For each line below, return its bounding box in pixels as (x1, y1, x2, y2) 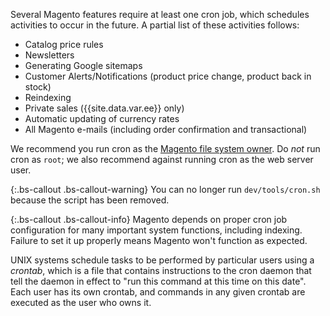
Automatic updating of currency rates (24, 113, 180, 124)
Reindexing (24, 92, 72, 103)
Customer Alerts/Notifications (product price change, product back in (24, 70, 312, 82)
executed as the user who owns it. (10, 297, 152, 308)
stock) (24, 81, 52, 93)
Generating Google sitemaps (24, 60, 143, 71)
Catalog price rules (24, 39, 104, 50)
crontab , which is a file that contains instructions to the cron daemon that (10, 265, 312, 276)
